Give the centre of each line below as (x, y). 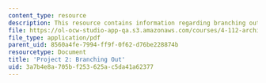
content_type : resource (47, 15)
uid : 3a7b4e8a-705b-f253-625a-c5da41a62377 (81, 67)
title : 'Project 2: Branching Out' (67, 60)
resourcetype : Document (47, 52)
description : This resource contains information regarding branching (127, 23)
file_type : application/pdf (55, 38)
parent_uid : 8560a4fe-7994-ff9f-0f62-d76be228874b (93, 45)
